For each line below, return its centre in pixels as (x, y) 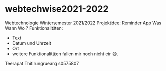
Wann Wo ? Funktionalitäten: (34, 28)
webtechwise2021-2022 (57, 9)
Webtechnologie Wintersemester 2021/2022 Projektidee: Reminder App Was (83, 23)
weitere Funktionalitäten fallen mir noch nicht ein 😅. (65, 54)
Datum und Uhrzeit (31, 43)
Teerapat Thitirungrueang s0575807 (42, 63)
